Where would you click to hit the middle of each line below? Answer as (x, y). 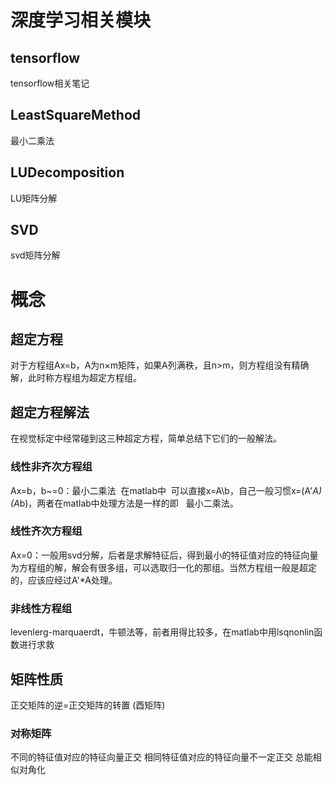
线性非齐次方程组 (51, 467)
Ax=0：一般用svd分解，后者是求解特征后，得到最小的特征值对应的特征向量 (164, 555)
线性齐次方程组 (46, 531)
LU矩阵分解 (34, 198)
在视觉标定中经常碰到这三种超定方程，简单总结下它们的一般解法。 (146, 438)
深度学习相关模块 (81, 20)
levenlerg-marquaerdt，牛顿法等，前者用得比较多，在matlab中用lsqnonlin (162, 632)
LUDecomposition (67, 172)
